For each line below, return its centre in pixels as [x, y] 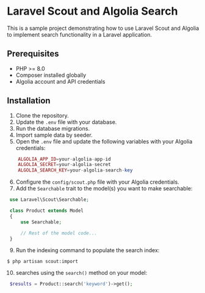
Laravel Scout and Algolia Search [92, 11]
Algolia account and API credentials [60, 81]
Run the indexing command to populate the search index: [88, 250]
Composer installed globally [51, 75]
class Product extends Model [47, 211]
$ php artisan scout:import [43, 262]
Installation [29, 101]
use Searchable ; [41, 222]
